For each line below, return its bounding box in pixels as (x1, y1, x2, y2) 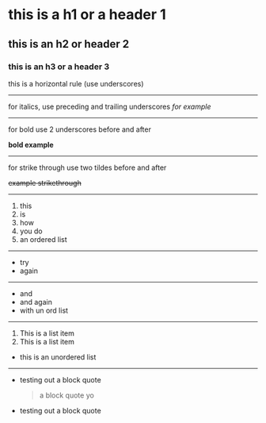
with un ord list (19, 306, 69, 315)
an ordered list (19, 234, 67, 244)
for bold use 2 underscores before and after (8, 125, 152, 134)
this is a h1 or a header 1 (8, 6, 166, 24)
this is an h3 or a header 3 (8, 61, 110, 72)
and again (19, 297, 53, 306)
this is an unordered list (19, 352, 97, 362)
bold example (8, 140, 54, 149)
